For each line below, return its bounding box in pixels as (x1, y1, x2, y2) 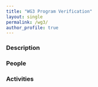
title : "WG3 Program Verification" (6, 8, 93, 14)
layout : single (6, 14, 43, 20)
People (6, 59, 26, 67)
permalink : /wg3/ (6, 19, 48, 25)
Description (6, 44, 40, 52)
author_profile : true (6, 24, 59, 31)
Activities (6, 75, 34, 83)
